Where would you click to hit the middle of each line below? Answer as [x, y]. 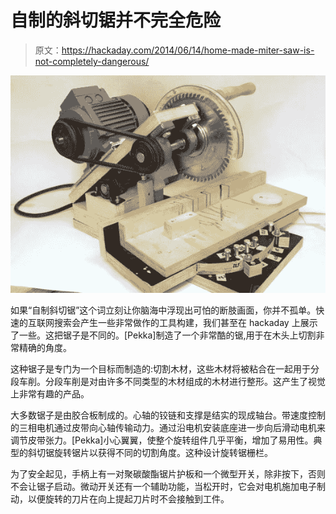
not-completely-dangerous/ [92, 61]
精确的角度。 [45, 348]
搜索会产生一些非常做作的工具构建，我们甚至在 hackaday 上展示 [185, 323]
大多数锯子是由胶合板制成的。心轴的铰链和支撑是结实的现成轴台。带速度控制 [168, 415]
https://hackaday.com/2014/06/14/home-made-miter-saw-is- [188, 50]
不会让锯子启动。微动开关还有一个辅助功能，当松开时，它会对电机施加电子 [163, 487]
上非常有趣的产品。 [50, 394]
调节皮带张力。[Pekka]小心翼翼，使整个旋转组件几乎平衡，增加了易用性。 [162, 440]
